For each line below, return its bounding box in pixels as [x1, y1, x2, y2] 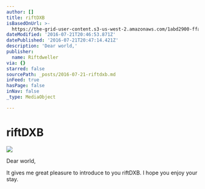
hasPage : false [6, 83, 45, 89]
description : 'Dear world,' [6, 43, 78, 49]
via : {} [6, 60, 26, 66]
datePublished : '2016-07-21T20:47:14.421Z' [6, 37, 119, 43]
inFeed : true [6, 77, 40, 83]
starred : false [6, 65, 45, 72]
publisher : [6, 49, 34, 55]
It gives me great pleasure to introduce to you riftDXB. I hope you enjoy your [6, 169, 198, 176]
